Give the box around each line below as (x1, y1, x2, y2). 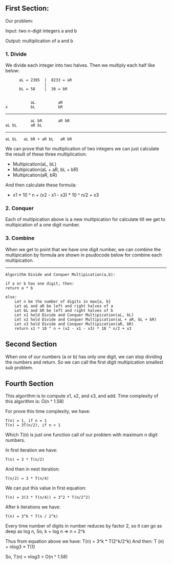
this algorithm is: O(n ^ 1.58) (5, 398, 64, 405)
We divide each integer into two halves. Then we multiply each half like (5, 62, 155, 68)
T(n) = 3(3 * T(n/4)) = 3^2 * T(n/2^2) (5, 495, 91, 500)
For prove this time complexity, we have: (5, 408, 91, 415)
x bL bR (5, 105, 63, 110)
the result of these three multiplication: (5, 151, 87, 157)
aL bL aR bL (5, 123, 42, 128)
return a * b (5, 285, 33, 291)
